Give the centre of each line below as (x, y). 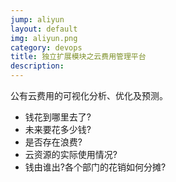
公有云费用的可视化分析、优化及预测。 (89, 95)
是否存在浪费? (53, 142)
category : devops (46, 47)
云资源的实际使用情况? (71, 154)
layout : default (44, 29)
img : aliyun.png (44, 38)
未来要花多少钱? (58, 129)
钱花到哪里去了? (58, 117)
